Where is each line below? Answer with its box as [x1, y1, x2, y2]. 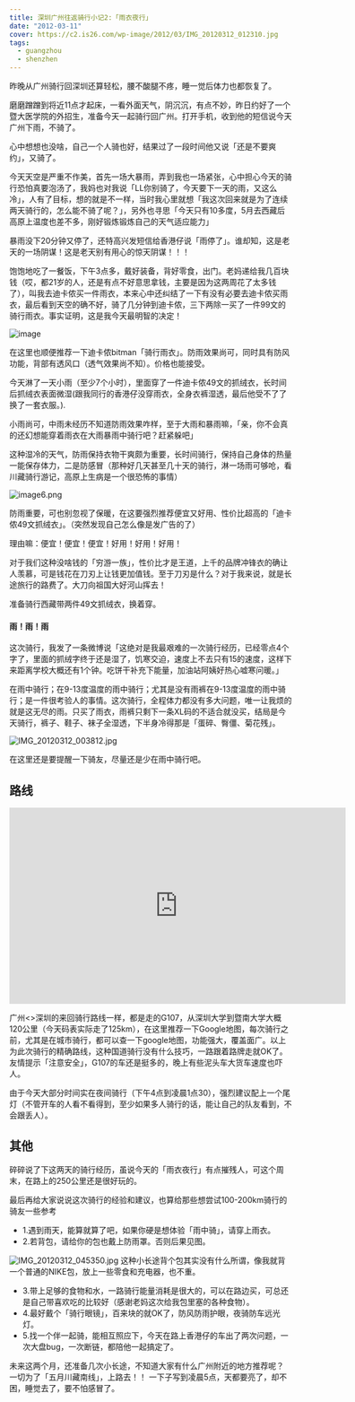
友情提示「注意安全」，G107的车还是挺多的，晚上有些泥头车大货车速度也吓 [9, 1058, 283, 1068]
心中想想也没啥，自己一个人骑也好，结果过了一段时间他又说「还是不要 [9, 141, 269, 152]
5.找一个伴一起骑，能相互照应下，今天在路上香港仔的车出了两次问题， [22, 1329, 281, 1341]
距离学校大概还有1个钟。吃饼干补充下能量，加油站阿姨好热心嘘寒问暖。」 [16, 665, 284, 675]
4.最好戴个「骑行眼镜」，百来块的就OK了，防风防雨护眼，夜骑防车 [22, 1307, 265, 1319]
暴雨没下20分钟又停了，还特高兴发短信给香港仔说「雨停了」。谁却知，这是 [9, 235, 282, 246]
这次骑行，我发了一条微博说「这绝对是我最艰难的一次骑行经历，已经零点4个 [9, 642, 290, 653]
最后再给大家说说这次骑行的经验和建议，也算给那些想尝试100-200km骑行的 [9, 1194, 288, 1205]
